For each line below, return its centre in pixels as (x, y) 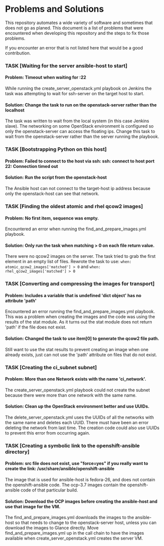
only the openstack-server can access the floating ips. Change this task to (80, 132)
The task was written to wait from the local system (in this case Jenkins (77, 121)
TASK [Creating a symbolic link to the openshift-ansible (72, 445)
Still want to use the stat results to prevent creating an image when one (77, 349)
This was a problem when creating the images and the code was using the (80, 317)
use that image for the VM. (33, 506)
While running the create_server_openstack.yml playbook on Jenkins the (78, 88)
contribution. (18, 53)
